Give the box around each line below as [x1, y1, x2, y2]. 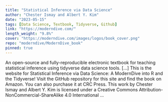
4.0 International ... [64, 92, 104, 98]
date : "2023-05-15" [5, 17, 47, 22]
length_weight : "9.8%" [5, 31, 53, 36]
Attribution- [139, 86, 163, 92]
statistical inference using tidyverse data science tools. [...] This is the [5, 65, 152, 71]
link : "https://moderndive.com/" [5, 27, 76, 32]
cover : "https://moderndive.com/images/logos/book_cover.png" [5, 36, 140, 41]
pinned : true [5, 45, 33, 50]
